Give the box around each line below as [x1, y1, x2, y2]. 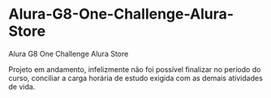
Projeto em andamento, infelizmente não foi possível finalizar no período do [8, 64, 261, 74]
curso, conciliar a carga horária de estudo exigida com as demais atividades [8, 73, 264, 83]
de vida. [8, 82, 36, 92]
